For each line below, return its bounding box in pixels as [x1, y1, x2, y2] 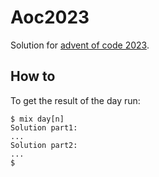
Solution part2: [10, 140, 78, 150]
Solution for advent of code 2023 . [10, 39, 150, 51]
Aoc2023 [10, 6, 90, 29]
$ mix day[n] [10, 114, 65, 124]
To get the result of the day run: [10, 94, 141, 106]
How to [10, 68, 56, 85]
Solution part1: [10, 122, 78, 133]
